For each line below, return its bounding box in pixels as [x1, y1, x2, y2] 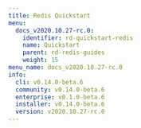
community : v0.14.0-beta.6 [15, 85, 105, 94]
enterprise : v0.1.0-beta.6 [15, 93, 105, 101]
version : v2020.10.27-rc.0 [15, 108, 105, 116]
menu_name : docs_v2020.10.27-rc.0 [8, 64, 123, 72]
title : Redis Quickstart [8, 11, 91, 20]
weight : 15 [22, 56, 59, 64]
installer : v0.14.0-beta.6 [15, 100, 105, 108]
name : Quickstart [22, 41, 80, 49]
